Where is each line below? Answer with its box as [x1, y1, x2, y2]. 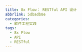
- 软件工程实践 [9, 21, 37, 26]
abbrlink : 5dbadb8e [5, 12, 46, 17]
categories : [5, 16, 30, 21]
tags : [5, 26, 16, 31]
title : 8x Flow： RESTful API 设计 [5, 7, 77, 12]
